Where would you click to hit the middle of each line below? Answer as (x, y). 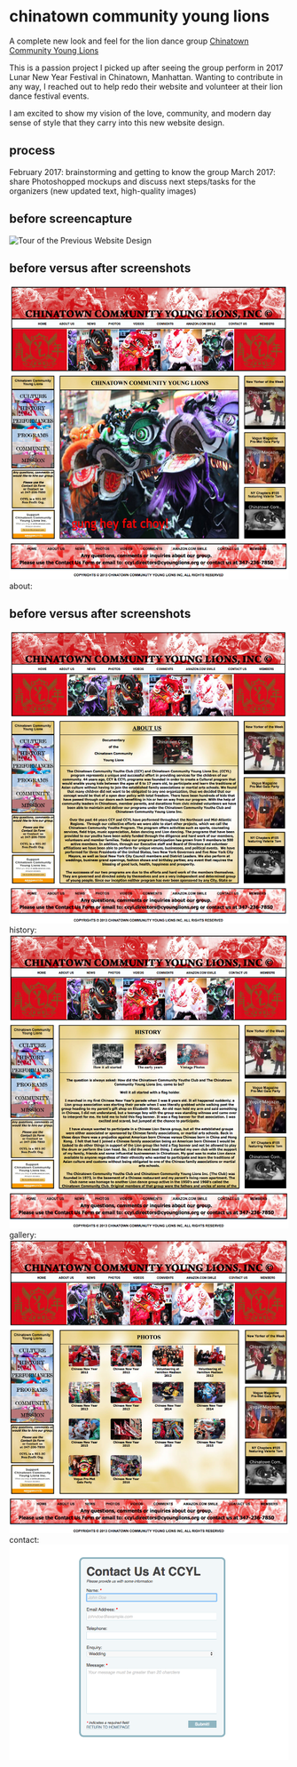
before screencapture (71, 219)
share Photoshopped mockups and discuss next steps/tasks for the (133, 181)
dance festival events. (49, 96)
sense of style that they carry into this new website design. (117, 123)
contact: (24, 1540)
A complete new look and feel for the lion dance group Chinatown (129, 41)
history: (23, 930)
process (32, 151)
